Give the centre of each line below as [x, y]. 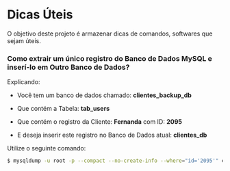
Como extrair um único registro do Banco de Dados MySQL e [110, 58]
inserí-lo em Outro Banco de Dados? [68, 67]
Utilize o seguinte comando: [47, 148]
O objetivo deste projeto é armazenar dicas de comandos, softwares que [110, 34]
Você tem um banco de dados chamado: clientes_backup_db [104, 95]
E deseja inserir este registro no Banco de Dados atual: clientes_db [112, 135]
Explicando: [24, 82]
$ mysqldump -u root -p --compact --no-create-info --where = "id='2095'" [113, 161]
